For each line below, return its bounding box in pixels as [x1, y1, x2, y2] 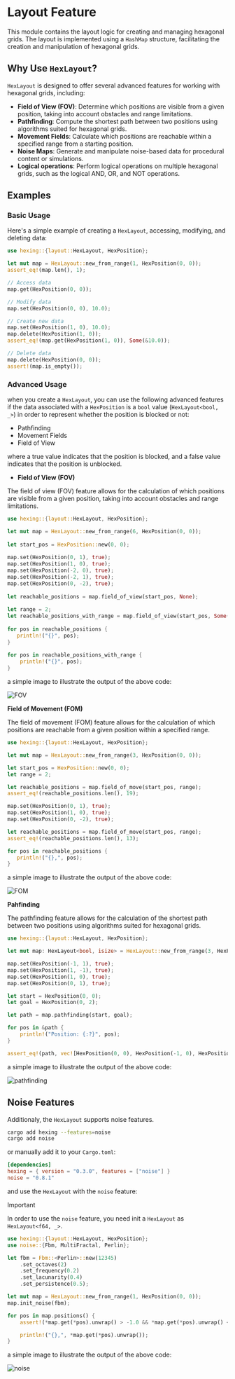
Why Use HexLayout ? [7, 62, 98, 74]
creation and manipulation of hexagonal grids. [7, 42, 140, 50]
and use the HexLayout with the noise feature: [7, 1187, 138, 1195]
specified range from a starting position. [17, 139, 134, 148]
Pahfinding [7, 900, 41, 909]
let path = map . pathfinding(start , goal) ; [7, 1012, 133, 1019]
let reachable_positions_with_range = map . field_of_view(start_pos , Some [7, 612, 227, 620]
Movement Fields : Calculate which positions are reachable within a [17, 132, 212, 140]
